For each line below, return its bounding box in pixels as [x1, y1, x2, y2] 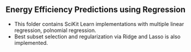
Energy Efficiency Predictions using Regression [5, 5, 186, 15]
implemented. [14, 39, 48, 46]
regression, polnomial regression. [14, 27, 96, 34]
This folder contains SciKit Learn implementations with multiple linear [14, 20, 184, 27]
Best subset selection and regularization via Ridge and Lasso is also [14, 32, 181, 40]
